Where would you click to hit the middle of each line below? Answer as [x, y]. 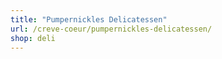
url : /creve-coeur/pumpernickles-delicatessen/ [111, 29]
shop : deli [33, 38]
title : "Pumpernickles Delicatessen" [89, 19]
